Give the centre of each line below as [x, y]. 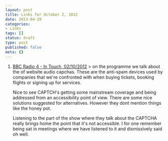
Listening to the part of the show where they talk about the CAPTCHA [85, 118]
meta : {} [14, 52]
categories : [18, 24]
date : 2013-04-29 [23, 19]
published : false [23, 47]
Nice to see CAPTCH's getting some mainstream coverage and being [84, 92]
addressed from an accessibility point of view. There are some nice [82, 97]
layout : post [19, 10]
